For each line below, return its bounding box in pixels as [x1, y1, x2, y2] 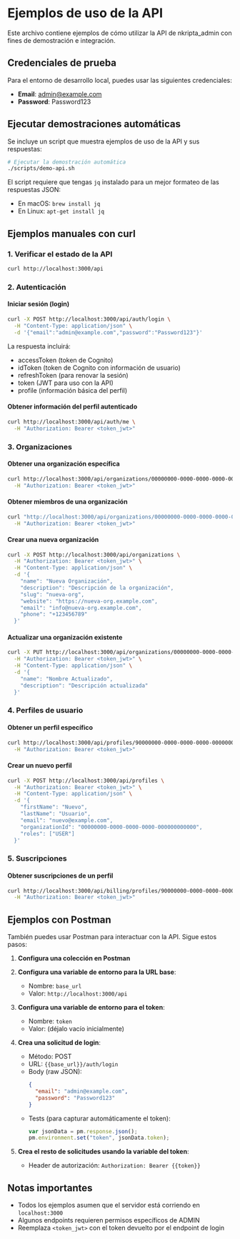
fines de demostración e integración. [7, 36, 116, 44]
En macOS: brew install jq [17, 199, 101, 208]
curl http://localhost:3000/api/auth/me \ [7, 418, 136, 426]
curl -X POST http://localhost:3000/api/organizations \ [7, 551, 181, 558]
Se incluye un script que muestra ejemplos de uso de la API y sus [7, 137, 200, 146]
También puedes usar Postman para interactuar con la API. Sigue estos [7, 933, 217, 941]
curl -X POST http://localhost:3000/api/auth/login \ [7, 316, 171, 323]
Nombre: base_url [28, 982, 82, 990]
